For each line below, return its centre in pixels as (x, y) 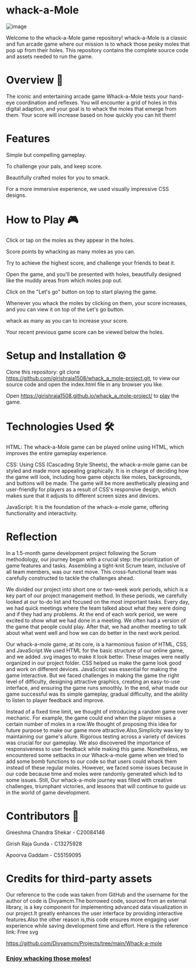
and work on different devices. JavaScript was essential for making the (92, 669)
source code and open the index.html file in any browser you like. (85, 384)
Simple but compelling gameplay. (46, 155)
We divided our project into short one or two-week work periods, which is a (97, 589)
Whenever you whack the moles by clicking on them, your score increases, (97, 303)
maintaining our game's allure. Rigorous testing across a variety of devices (96, 736)
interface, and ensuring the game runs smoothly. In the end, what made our (97, 687)
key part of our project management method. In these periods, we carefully (97, 596)
